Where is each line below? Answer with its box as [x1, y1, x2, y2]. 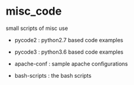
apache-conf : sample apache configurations [14, 60, 129, 67]
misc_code [5, 4, 62, 18]
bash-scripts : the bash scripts [14, 72, 92, 79]
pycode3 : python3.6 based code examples [14, 48, 124, 56]
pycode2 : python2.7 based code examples [14, 36, 124, 43]
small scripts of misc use [5, 24, 68, 32]
